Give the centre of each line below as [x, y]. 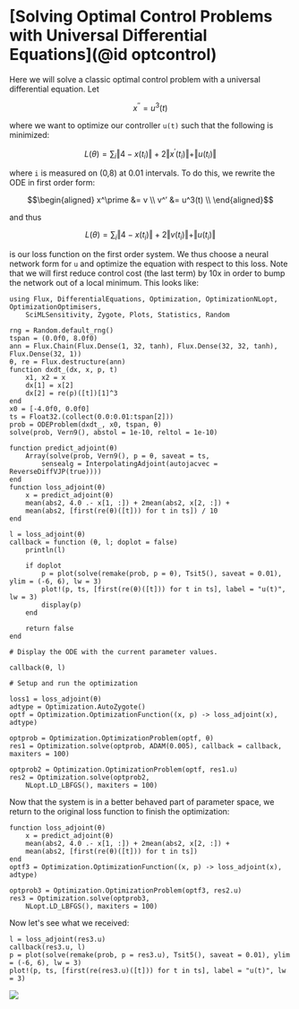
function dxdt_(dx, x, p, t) [64, 369]
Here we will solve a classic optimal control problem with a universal [135, 79]
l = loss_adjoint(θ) [48, 534]
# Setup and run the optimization [74, 683]
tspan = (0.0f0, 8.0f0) [54, 338]
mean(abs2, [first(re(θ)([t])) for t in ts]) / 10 [122, 511]
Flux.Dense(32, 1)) [46, 354]
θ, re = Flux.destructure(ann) [68, 362]
